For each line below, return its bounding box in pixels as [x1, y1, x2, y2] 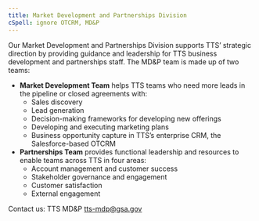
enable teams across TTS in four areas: [19, 155, 147, 165]
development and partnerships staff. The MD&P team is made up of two [8, 56, 239, 67]
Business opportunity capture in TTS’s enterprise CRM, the [31, 130, 221, 139]
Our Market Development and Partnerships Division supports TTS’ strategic [8, 40, 252, 49]
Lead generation [31, 105, 85, 114]
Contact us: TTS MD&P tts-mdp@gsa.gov [8, 204, 142, 213]
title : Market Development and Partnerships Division [8, 11, 188, 20]
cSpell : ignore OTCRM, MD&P [8, 19, 100, 27]
